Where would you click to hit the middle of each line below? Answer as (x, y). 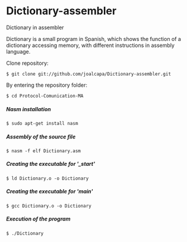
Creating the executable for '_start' (51, 164)
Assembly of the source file (41, 136)
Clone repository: (27, 63)
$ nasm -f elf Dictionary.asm (44, 151)
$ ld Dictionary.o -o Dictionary (47, 178)
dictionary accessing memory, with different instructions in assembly (91, 45)
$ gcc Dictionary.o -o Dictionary (49, 206)
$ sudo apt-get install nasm (42, 123)
